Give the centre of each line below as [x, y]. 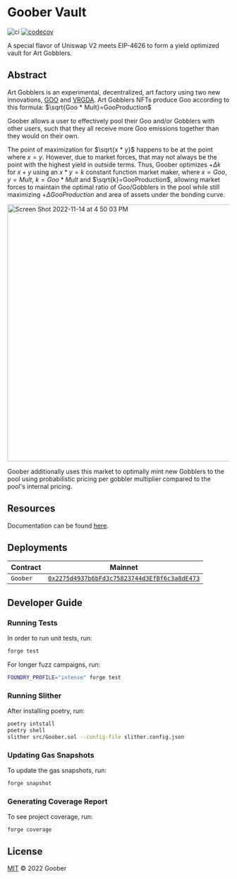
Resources [31, 509]
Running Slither [35, 696]
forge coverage [30, 830]
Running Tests [32, 623]
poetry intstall [31, 724]
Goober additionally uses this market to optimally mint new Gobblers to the [116, 471]
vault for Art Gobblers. [40, 53]
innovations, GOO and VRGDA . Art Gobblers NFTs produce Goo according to [119, 99]
